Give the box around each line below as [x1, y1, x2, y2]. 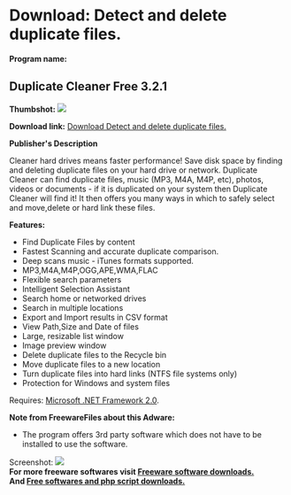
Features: [9, 219, 46, 230]
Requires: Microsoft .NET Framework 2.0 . [9, 395, 159, 406]
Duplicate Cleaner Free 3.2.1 [9, 79, 168, 94]
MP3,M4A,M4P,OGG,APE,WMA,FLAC [21, 265, 159, 275]
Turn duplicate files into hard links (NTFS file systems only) [21, 368, 238, 379]
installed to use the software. [21, 438, 128, 449]
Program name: [9, 53, 68, 64]
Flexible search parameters [21, 274, 122, 284]
